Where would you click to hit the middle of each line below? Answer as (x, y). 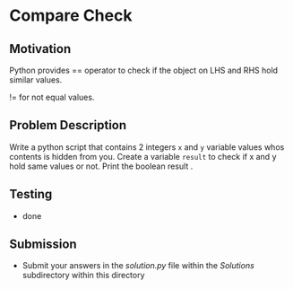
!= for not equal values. (52, 97)
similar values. (36, 80)
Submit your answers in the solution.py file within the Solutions (138, 266)
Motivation (40, 49)
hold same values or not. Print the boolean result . (101, 166)
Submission (43, 245)
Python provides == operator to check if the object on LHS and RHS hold (144, 70)
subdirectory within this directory (83, 276)
